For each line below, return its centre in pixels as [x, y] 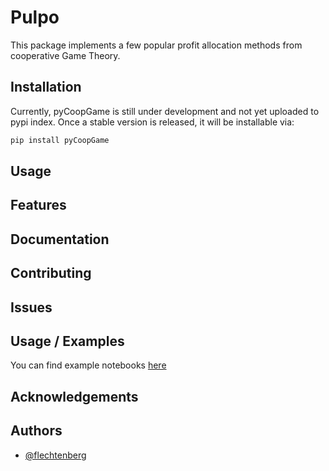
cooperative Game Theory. [65, 55]
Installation [46, 87]
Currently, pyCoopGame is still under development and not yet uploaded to [165, 111]
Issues [31, 307]
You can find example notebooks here [88, 365]
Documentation [60, 239]
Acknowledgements [74, 396]
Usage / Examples [67, 341]
